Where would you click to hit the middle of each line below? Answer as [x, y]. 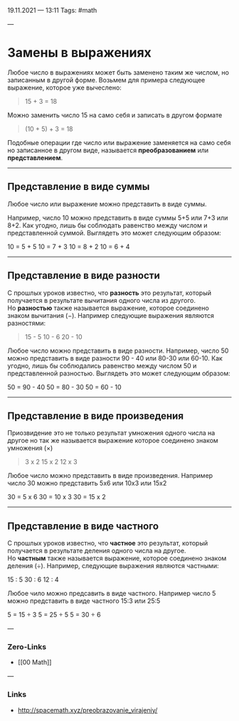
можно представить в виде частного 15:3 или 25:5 [84, 601]
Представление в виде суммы [79, 187]
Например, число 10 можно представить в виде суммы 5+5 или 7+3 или [118, 218]
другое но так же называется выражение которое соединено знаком [113, 441]
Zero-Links [27, 647]
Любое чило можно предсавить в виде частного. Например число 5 [112, 594]
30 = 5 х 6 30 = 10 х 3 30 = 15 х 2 [57, 497]
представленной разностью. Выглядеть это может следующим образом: [119, 373]
